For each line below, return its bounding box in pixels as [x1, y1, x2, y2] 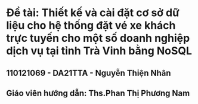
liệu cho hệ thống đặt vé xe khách [6, 19, 176, 32]
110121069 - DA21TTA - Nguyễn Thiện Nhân [6, 68, 171, 78]
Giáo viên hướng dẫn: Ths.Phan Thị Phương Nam [6, 88, 190, 98]
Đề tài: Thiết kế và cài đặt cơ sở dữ [6, 6, 180, 20]
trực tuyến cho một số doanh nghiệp [6, 32, 190, 45]
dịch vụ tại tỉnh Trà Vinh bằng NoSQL [6, 44, 193, 58]
